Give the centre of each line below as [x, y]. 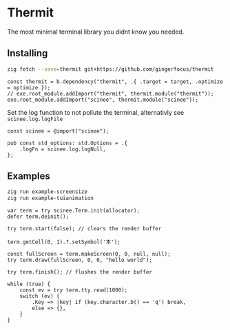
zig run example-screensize [48, 192]
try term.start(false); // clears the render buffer [84, 229]
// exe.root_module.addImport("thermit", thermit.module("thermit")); [111, 93]
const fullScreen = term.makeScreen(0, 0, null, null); [89, 254]
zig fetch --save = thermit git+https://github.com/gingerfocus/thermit [111, 69]
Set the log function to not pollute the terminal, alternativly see [96, 112]
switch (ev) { [40, 296]
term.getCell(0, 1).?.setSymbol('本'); [64, 242]
